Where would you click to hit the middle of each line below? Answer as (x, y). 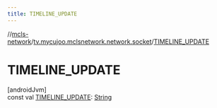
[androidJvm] (27, 90)
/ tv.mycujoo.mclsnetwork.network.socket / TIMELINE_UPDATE (121, 41)
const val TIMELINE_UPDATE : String (59, 97)
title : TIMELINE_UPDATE (42, 14)
